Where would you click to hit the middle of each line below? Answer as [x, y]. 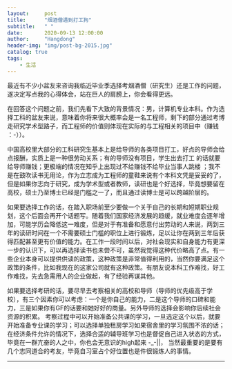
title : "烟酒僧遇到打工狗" [49, 20]
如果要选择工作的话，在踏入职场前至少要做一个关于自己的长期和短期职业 [110, 207]
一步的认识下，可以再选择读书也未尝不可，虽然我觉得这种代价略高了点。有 [113, 250]
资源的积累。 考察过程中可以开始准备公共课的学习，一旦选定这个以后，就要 [114, 316]
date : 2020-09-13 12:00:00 [55, 33]
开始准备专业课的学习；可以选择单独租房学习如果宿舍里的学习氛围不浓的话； [116, 325]
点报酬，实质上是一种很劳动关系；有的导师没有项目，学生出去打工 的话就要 [114, 158]
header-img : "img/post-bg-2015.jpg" [60, 46]
